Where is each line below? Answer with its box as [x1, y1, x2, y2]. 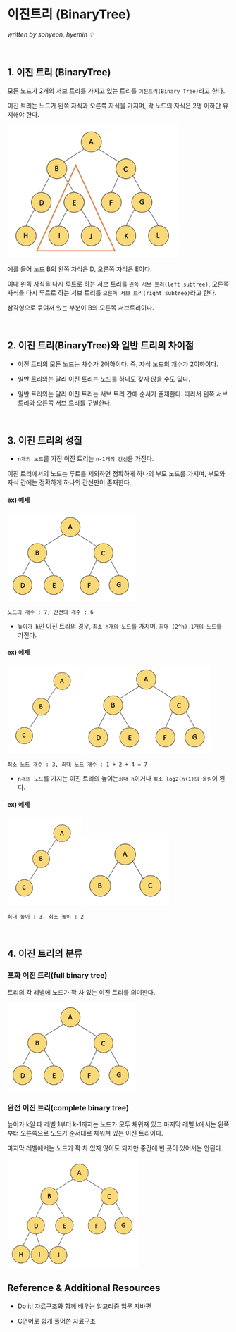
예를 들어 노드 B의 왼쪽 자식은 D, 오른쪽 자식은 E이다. [7, 265, 153, 273]
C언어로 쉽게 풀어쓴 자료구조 [17, 1317, 97, 1325]
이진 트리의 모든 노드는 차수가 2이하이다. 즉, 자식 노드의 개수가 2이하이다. [17, 360, 218, 368]
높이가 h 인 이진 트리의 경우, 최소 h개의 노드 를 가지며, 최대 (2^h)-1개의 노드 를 [17, 622, 223, 630]
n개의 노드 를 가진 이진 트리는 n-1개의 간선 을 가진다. [17, 455, 154, 463]
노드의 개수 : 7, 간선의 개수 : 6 [7, 608, 94, 616]
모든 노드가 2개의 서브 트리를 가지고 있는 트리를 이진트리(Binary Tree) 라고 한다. [7, 86, 225, 95]
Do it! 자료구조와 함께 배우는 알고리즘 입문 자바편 [17, 1302, 151, 1310]
